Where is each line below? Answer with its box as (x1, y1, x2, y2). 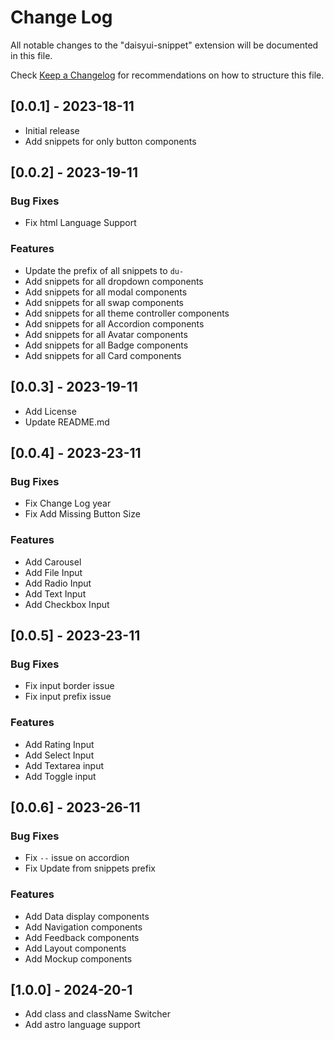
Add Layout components (24, 942, 127, 954)
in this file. (10, 49, 53, 61)
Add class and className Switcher (24, 1008, 171, 1020)
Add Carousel (24, 556, 82, 568)
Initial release (24, 124, 80, 136)
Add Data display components (24, 910, 150, 922)
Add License (24, 405, 77, 417)
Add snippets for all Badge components (24, 339, 189, 351)
